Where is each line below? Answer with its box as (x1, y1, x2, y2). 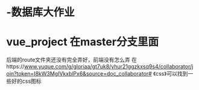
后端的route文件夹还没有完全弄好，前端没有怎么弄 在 (6, 56, 137, 64)
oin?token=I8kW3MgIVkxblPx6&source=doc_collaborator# (6, 70, 152, 77)
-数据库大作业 (6, 5, 75, 19)
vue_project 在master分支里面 (6, 35, 159, 49)
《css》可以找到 (153, 70, 188, 77)
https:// (6, 63, 25, 70)
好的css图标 (11, 77, 42, 85)
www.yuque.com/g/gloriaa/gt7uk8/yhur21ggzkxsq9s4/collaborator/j (24, 63, 194, 70)
